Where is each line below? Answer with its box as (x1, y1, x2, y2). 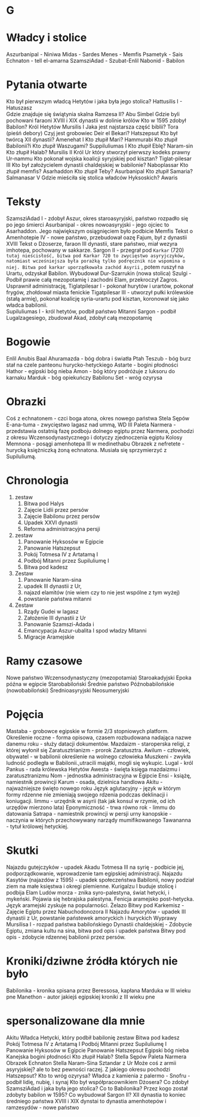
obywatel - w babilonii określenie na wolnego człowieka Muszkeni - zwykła (6, 753, 191, 760)
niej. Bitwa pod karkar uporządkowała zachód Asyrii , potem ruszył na (6, 264, 184, 270)
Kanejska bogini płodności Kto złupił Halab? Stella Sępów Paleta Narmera (6, 1053, 187, 1060)
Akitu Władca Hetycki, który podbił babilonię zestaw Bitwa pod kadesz (6, 1034, 180, 1041)
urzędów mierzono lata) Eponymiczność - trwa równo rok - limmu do (6, 804, 176, 811)
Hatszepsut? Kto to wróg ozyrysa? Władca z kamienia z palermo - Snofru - (6, 1072, 190, 1079)
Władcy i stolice (6, 31, 87, 45)
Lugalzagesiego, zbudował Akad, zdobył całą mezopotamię (6, 315, 152, 321)
